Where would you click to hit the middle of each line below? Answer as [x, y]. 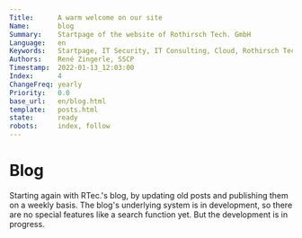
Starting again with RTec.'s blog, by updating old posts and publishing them [149, 195]
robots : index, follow [60, 127]
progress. [27, 224]
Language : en [38, 43]
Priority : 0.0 [40, 93]
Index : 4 [36, 76]
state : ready [44, 118]
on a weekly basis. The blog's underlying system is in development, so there [151, 205]
